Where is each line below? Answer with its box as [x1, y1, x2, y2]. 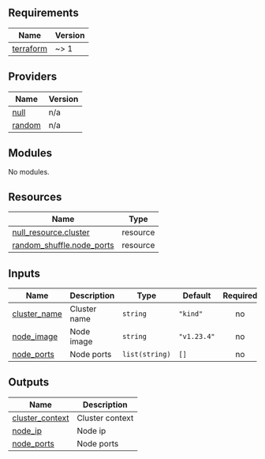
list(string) [121, 350, 171, 359]
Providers [8, 70, 58, 84]
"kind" [178, 310, 203, 318]
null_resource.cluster [12, 227, 90, 238]
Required [222, 290, 258, 301]
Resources [8, 190, 62, 204]
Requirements [8, 6, 79, 20]
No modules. [8, 167, 50, 177]
